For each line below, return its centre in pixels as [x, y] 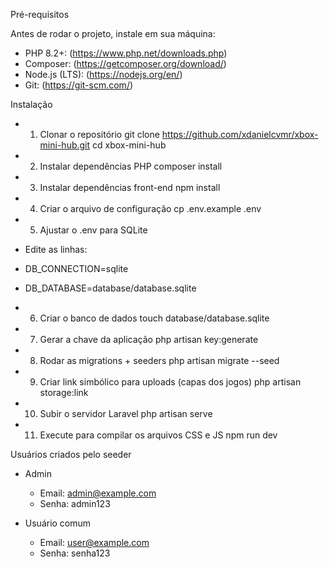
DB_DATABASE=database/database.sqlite [110, 288]
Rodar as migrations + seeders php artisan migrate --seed [159, 360]
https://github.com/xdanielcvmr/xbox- [240, 134]
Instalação [31, 104]
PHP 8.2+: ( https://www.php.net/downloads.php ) [126, 53]
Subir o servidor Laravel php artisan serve [126, 413]
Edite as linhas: [56, 249]
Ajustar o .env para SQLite [93, 230]
